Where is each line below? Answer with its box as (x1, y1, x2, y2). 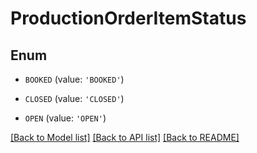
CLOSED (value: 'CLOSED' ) (24, 93, 125, 104)
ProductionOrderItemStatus (10, 7, 247, 30)
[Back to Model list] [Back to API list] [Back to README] (10, 132, 240, 143)
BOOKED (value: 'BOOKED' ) (24, 73, 125, 85)
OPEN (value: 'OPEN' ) (24, 112, 107, 124)
